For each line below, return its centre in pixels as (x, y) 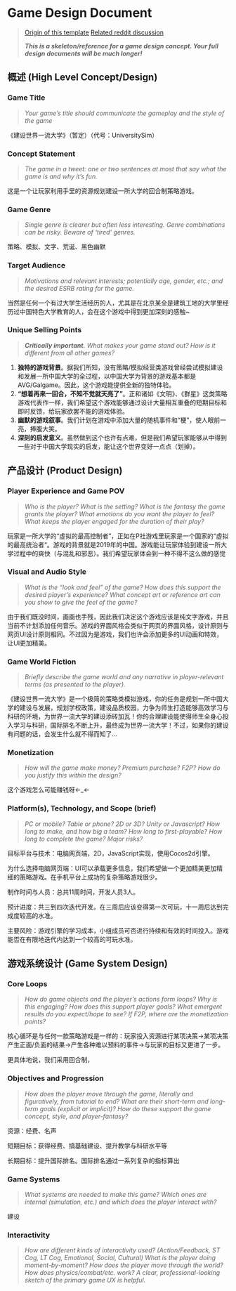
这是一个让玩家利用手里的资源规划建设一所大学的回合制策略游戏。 (103, 190)
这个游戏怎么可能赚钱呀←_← (48, 790)
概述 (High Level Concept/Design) (83, 78)
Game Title (26, 98)
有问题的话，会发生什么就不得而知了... (63, 734)
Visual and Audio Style (47, 572)
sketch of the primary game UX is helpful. (85, 1280)
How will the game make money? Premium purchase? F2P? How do (122, 768)
